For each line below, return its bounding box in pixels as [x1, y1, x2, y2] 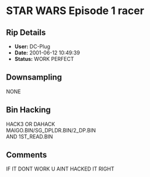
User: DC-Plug [14, 43, 51, 50]
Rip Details [6, 28, 46, 38]
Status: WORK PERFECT [14, 56, 74, 62]
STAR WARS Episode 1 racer [6, 4, 145, 18]
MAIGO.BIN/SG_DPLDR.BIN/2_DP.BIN [6, 127, 96, 134]
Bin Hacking [6, 105, 51, 115]
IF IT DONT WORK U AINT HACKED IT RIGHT [6, 165, 115, 172]
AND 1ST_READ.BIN [6, 133, 54, 140]
